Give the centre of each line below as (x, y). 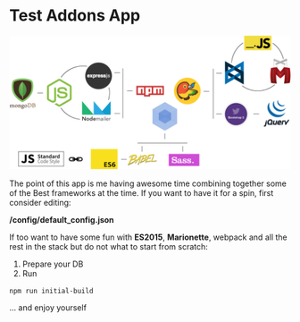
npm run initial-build (51, 292)
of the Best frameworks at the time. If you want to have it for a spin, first (142, 193)
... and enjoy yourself (48, 308)
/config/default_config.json (62, 220)
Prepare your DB (53, 264)
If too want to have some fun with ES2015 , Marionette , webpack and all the (148, 237)
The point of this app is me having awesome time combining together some (148, 183)
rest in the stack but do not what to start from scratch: (108, 247)
